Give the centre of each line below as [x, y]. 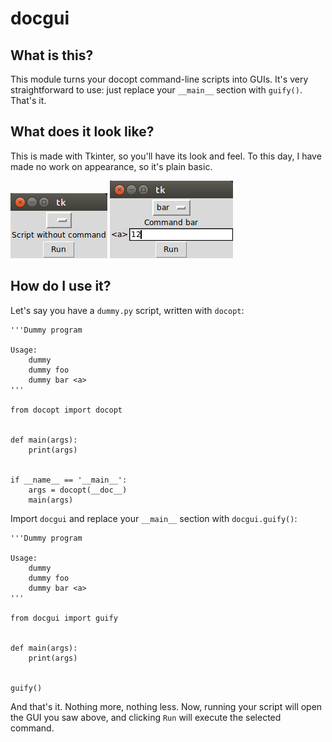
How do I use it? [61, 286]
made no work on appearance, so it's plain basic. [111, 166]
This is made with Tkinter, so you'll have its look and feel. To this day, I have [166, 156]
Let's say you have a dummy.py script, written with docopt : [127, 310]
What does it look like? [82, 132]
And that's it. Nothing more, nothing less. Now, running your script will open [166, 706]
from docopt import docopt [66, 410]
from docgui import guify [64, 618]
